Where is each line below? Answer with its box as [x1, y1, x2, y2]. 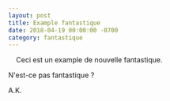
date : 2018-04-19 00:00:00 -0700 [8, 26, 119, 34]
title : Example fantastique [8, 19, 101, 27]
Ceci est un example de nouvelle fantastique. [15, 55, 163, 65]
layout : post [8, 11, 51, 20]
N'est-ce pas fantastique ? [8, 70, 95, 80]
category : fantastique [8, 33, 83, 42]
